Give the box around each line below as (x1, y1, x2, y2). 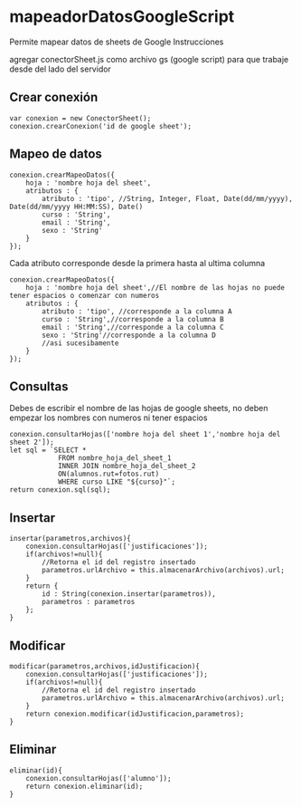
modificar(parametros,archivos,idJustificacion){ (9, 662, 201, 671)
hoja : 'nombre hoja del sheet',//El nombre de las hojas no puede (25, 283, 285, 292)
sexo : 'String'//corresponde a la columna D (42, 331, 217, 340)
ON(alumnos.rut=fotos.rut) (57, 469, 160, 479)
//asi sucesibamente (42, 338, 119, 348)
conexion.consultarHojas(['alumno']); (25, 773, 172, 783)
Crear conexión (9, 90, 99, 105)
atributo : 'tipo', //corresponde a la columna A (42, 306, 232, 316)
